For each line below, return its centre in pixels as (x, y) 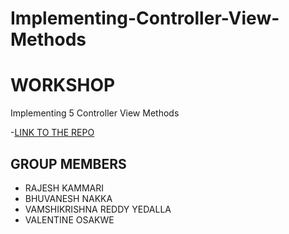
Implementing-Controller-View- (145, 18)
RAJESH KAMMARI (64, 188)
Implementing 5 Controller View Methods (95, 113)
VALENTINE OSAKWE (69, 219)
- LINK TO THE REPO (52, 133)
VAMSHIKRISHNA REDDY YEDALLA (98, 209)
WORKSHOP (63, 85)
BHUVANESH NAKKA (68, 198)
